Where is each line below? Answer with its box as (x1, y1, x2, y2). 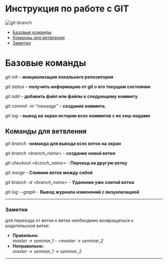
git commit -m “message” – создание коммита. (5, 103, 106, 109)
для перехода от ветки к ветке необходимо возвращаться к (5, 217, 134, 223)
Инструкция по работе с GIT (5, 3, 129, 14)
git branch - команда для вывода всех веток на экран (5, 140, 121, 146)
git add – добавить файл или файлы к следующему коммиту (5, 93, 138, 99)
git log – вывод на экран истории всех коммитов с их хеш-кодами (5, 112, 150, 118)
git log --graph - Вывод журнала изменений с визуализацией (5, 188, 139, 195)
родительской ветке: (5, 222, 50, 228)
